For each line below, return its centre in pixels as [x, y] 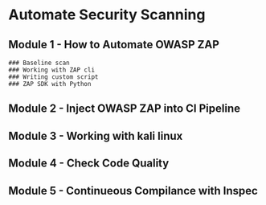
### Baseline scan [39, 63]
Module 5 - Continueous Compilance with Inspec [133, 191]
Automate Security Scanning [107, 15]
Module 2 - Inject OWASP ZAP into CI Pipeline [125, 109]
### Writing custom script [53, 77]
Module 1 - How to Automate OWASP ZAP [114, 45]
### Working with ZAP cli [51, 70]
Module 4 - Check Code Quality [89, 164]
